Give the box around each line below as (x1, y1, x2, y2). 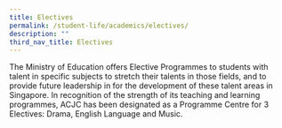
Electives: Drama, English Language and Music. (9, 109, 183, 119)
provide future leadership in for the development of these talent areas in (9, 80, 273, 91)
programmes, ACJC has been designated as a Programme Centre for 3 (9, 99, 270, 110)
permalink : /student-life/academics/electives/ (9, 21, 189, 30)
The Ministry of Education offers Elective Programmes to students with (9, 62, 269, 72)
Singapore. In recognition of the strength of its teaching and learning (9, 90, 261, 101)
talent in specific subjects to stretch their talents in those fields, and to (9, 72, 267, 82)
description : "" (9, 29, 69, 38)
